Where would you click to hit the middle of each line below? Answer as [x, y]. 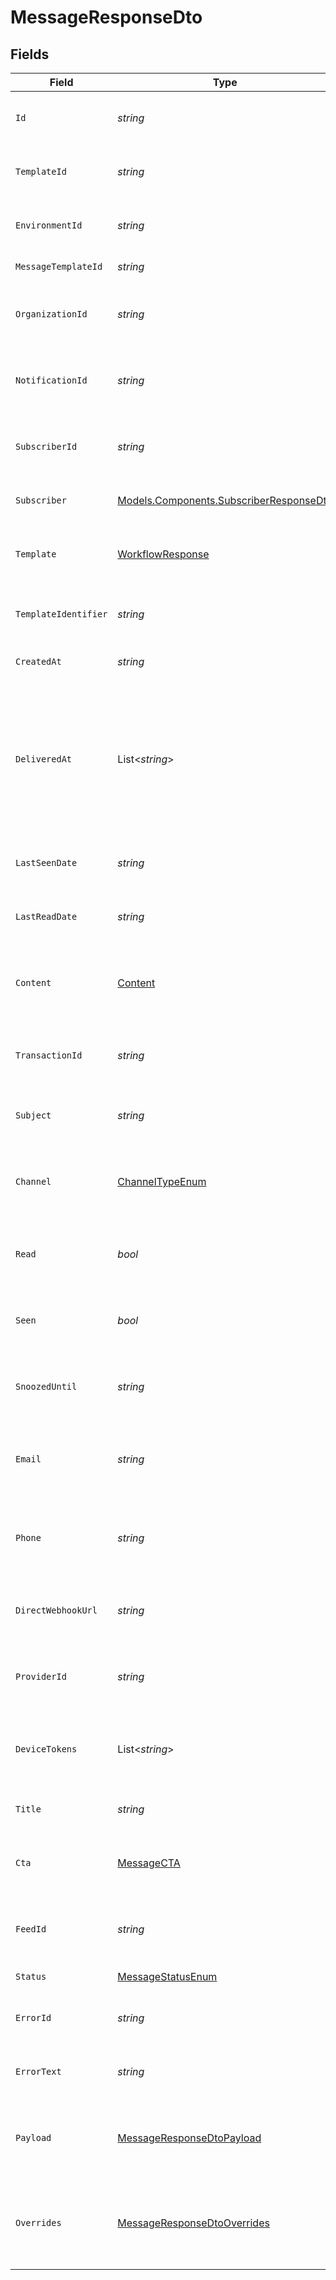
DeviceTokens [46, 1749]
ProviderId [41, 1676]
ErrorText [38, 2071]
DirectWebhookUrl [56, 1610]
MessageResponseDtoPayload [189, 2138]
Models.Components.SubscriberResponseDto [225, 500]
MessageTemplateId [59, 266]
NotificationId [51, 380]
